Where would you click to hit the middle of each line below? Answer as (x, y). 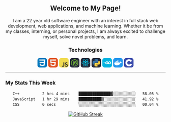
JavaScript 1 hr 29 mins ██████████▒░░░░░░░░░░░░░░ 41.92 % (85, 99)
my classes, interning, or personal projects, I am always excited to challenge (85, 31)
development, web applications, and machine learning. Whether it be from (85, 26)
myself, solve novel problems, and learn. (85, 36)
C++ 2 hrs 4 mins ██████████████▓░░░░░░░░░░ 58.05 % (85, 94)
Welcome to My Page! (85, 8)
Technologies (85, 50)
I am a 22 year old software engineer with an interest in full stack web (85, 20)
